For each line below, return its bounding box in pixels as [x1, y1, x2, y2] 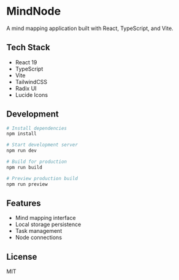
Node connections [15, 234, 63, 241]
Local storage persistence [15, 221, 82, 228]
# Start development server [6, 142, 78, 148]
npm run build [6, 164, 43, 170]
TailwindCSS [15, 78, 48, 85]
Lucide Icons [15, 91, 48, 99]
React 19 [15, 58, 37, 66]
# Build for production [6, 159, 67, 165]
